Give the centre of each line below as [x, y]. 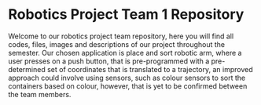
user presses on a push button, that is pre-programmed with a [109, 61]
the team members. [40, 94]
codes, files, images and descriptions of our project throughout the [117, 44]
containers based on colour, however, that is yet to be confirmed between [128, 86]
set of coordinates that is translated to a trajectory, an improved [150, 69]
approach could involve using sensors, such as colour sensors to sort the [127, 78]
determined [27, 69]
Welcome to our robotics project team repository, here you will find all [121, 36]
